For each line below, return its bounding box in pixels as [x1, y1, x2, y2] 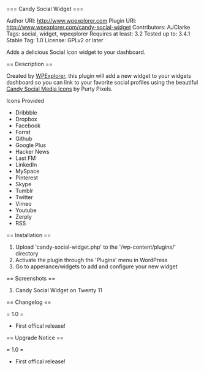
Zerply [15, 213, 32, 220]
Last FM [15, 154, 36, 162]
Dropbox [15, 116, 38, 123]
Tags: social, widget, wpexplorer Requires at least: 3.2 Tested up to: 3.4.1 [6, 30, 191, 37]
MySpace [15, 168, 40, 175]
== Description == [6, 61, 53, 67]
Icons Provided [6, 97, 45, 104]
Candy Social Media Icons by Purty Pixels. [6, 85, 113, 92]
